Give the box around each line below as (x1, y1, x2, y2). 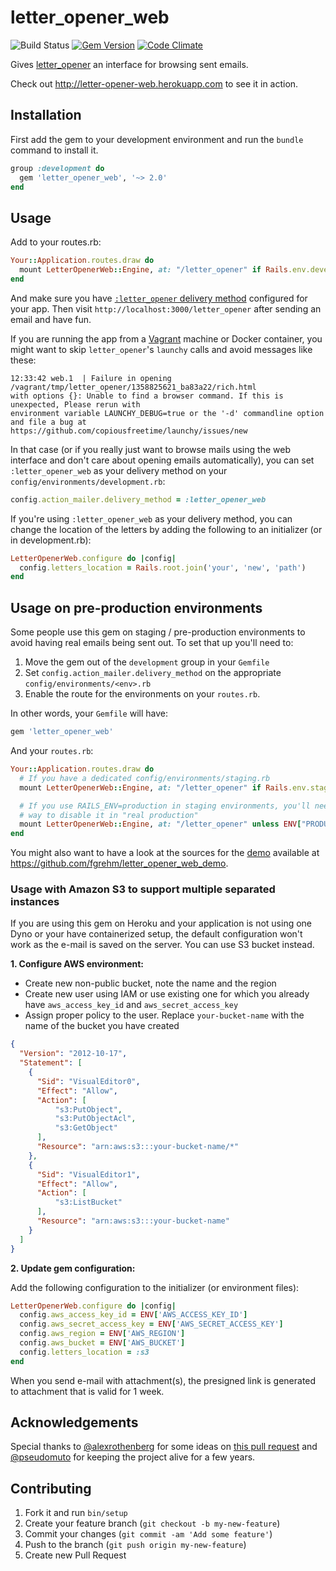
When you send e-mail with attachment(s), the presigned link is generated (10, 1374, 317, 1386)
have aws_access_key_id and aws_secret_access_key (24, 999, 239, 1011)
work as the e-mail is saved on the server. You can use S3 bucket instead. (10, 939, 315, 951)
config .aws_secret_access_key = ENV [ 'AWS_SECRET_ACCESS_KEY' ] (19, 1319, 284, 1330)
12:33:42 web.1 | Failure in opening (10, 373, 172, 383)
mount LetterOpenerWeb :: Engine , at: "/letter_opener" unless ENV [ (19, 819, 302, 830)
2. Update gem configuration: (10, 1262, 136, 1274)
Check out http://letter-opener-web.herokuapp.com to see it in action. (10, 77, 299, 90)
